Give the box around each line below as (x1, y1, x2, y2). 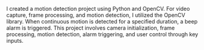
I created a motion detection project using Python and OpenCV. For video (6, 5, 190, 12)
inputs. (6, 37, 24, 44)
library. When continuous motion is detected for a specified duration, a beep (6, 18, 198, 25)
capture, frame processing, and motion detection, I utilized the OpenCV (6, 11, 186, 19)
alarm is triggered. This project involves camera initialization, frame (6, 24, 175, 31)
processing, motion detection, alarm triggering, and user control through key (6, 31, 199, 38)
